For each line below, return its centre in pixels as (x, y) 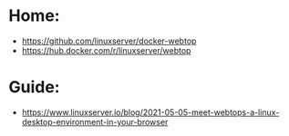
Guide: (34, 87)
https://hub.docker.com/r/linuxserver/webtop (106, 50)
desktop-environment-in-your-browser (95, 121)
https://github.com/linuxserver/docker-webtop (109, 41)
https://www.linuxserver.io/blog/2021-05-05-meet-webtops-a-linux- (150, 112)
